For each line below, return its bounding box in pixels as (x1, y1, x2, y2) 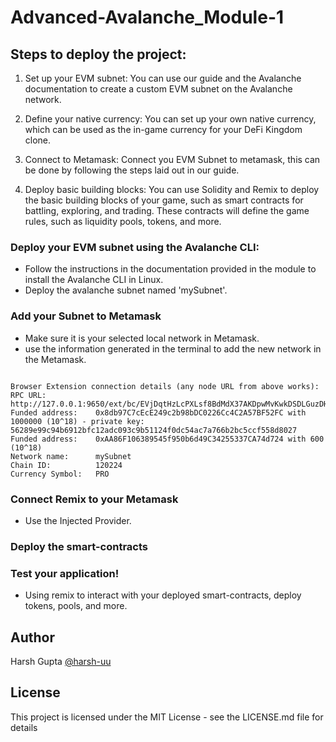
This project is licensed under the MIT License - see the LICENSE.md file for (10, 711, 324, 723)
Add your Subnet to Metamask (10, 309, 162, 323)
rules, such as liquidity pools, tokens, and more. (24, 216, 222, 227)
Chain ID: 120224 (10, 460, 123, 470)
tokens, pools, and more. (24, 600, 128, 612)
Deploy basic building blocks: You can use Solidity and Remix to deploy (24, 184, 320, 195)
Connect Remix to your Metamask (10, 492, 179, 506)
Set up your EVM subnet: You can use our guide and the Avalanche (24, 72, 302, 84)
